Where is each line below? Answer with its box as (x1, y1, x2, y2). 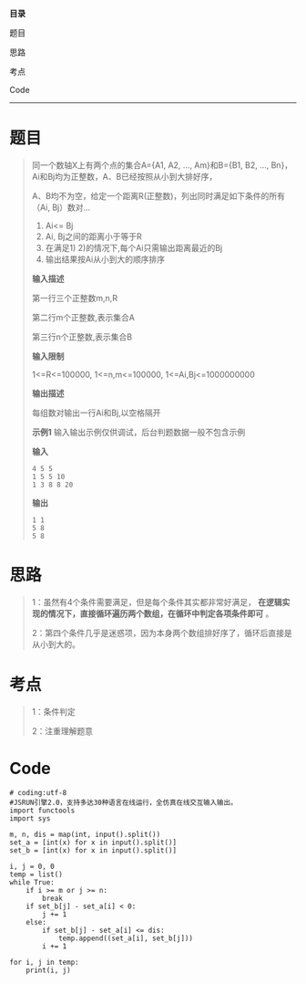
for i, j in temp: (9, 958, 79, 967)
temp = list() (9, 870, 64, 879)
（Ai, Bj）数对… (31, 202, 91, 213)
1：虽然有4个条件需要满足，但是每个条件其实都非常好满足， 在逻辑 (31, 596, 282, 607)
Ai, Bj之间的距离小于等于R (45, 231, 143, 242)
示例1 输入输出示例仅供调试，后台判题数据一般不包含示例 (31, 426, 246, 437)
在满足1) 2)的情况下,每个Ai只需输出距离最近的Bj (45, 242, 223, 253)
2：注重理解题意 (31, 725, 94, 737)
